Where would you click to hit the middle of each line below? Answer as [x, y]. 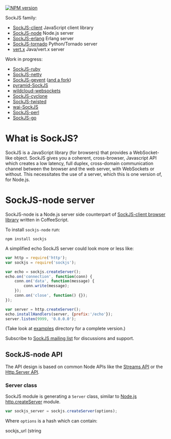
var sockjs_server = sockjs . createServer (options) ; [61, 411]
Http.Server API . [22, 372]
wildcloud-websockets [36, 91]
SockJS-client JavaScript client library [53, 28]
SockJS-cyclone [30, 96]
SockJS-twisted [30, 101]
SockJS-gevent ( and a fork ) [42, 80]
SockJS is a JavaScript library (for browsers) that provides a [69, 152]
